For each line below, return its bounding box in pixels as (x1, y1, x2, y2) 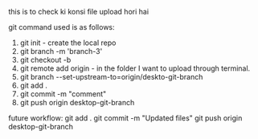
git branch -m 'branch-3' (19, 47, 103, 55)
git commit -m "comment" (19, 89, 107, 99)
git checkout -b (19, 55, 72, 64)
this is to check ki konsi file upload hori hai (8, 7, 149, 16)
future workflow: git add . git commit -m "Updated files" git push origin (8, 113, 243, 123)
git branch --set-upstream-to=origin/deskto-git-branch (19, 72, 203, 81)
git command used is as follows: (8, 22, 115, 31)
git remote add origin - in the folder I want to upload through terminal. (19, 63, 251, 73)
